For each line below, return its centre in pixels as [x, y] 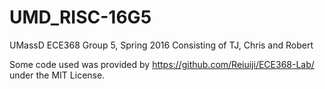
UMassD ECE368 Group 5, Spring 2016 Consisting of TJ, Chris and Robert [161, 45]
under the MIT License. [57, 75]
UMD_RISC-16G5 [80, 17]
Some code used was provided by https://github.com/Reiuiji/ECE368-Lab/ [162, 64]
